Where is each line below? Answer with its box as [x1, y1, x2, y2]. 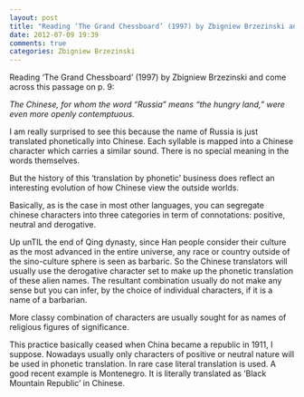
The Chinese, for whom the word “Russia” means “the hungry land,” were [9, 99, 285, 110]
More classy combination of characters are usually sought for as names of [9, 312, 287, 323]
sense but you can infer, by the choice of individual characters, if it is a [9, 285, 273, 295]
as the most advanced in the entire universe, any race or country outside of [9, 247, 290, 257]
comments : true [9, 38, 67, 48]
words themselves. [9, 155, 81, 166]
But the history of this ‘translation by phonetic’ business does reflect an [9, 173, 275, 184]
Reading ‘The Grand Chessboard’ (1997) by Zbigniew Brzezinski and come [9, 72, 287, 82]
